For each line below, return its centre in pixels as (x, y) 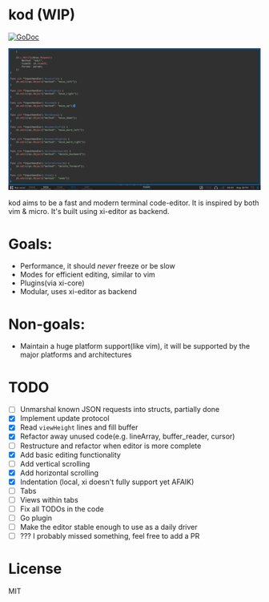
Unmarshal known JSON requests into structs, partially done (120, 410)
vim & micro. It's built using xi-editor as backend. (89, 212)
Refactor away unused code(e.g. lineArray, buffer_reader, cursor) (127, 436)
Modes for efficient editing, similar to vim (88, 275)
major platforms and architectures (76, 355)
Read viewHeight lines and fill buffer (79, 427)
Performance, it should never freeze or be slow (98, 266)
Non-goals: (47, 324)
